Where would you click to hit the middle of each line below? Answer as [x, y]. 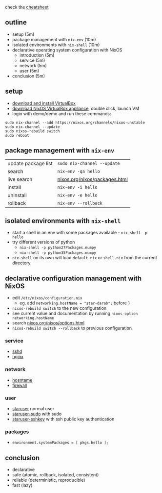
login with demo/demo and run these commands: [61, 113]
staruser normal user [33, 408]
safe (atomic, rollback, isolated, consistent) [55, 475]
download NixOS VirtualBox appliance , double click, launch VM [76, 108]
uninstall [17, 196]
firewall [20, 385]
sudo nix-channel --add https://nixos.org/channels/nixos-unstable [75, 123]
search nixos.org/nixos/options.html [48, 323]
